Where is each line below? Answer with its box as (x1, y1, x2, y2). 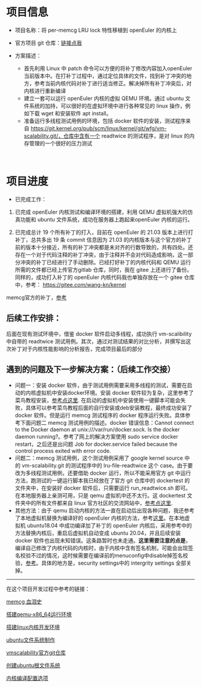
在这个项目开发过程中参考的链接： (6, 585, 90, 592)
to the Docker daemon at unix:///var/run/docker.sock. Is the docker (14, 425, 180, 433)
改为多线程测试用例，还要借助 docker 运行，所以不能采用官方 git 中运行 (14, 469, 191, 476)
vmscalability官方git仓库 (6, 649, 66, 656)
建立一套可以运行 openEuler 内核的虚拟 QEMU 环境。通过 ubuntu (23, 94, 184, 102)
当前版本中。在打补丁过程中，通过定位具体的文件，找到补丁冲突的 (23, 72, 187, 79)
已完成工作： (14, 196, 47, 203)
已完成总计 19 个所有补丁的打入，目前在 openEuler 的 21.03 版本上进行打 (14, 229, 194, 236)
